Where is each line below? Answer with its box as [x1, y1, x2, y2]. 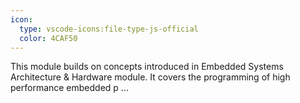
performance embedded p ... [10, 82, 129, 94]
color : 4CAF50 [19, 33, 78, 43]
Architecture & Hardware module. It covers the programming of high [10, 71, 291, 83]
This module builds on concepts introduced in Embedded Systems [10, 61, 284, 73]
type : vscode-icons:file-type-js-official [19, 24, 199, 34]
